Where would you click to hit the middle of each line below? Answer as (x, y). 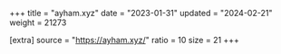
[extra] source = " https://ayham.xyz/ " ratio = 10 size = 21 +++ (125, 40)
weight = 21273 (38, 22)
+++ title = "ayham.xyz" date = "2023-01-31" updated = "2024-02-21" (141, 13)
